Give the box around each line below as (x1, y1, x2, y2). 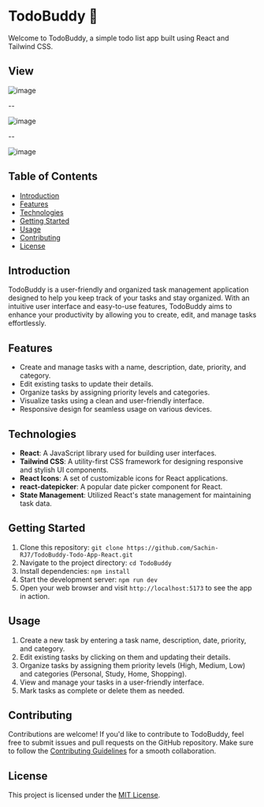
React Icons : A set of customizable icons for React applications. (19, 473, 229, 483)
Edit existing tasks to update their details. (19, 379, 154, 389)
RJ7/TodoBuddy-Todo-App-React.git (19, 551, 133, 559)
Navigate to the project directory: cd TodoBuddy (19, 557, 172, 568)
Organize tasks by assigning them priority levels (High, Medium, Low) (19, 660, 246, 670)
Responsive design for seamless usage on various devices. (19, 405, 213, 414)
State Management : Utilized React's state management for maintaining (19, 490, 251, 500)
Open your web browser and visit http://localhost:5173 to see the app (19, 583, 252, 592)
